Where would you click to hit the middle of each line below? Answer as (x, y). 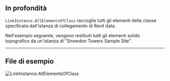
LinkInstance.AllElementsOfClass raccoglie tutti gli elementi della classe (81, 20)
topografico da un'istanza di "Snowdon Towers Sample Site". (69, 41)
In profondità (26, 8)
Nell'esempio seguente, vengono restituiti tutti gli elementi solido (73, 35)
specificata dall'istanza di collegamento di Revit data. (61, 26)
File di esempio (30, 62)
